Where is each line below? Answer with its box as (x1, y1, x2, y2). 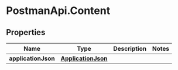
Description (113, 45, 147, 52)
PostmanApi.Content (6, 4, 111, 17)
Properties (6, 27, 46, 37)
